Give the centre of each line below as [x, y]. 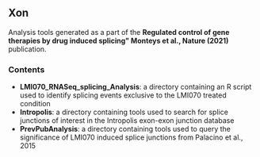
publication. [27, 49]
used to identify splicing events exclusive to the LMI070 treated [123, 95]
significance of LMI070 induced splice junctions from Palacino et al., [131, 137]
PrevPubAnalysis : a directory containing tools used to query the [125, 129]
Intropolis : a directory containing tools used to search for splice [124, 112]
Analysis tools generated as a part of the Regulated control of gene [119, 32]
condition [35, 104]
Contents [27, 69]
